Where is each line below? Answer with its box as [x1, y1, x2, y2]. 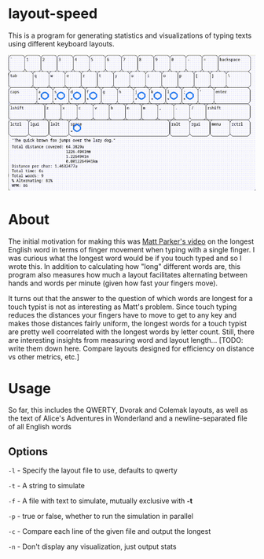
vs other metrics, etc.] [8, 351, 80, 362]
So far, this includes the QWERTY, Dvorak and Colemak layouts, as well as [8, 406, 248, 415]
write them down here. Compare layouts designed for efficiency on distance [8, 344, 255, 353]
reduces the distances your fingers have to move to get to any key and [8, 310, 237, 319]
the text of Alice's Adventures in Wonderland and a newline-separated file [8, 414, 247, 423]
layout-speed [8, 5, 98, 23]
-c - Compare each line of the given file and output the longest [8, 527, 211, 536]
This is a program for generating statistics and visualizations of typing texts [8, 31, 252, 40]
